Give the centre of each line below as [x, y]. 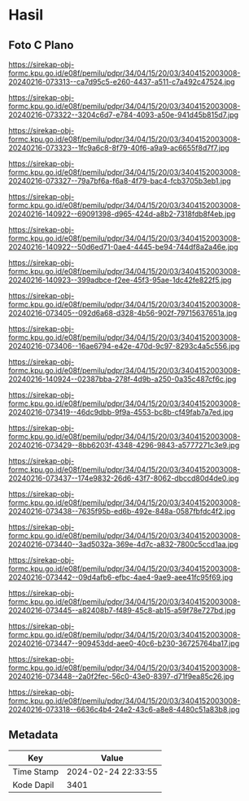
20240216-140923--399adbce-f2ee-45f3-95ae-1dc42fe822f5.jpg [120, 280]
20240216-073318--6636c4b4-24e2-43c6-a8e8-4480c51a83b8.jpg [124, 710]
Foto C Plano [41, 45]
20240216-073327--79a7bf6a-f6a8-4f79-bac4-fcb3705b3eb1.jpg [120, 181]
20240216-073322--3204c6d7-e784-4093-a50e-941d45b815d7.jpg [123, 115]
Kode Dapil [33, 785]
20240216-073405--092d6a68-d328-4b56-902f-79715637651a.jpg [123, 313]
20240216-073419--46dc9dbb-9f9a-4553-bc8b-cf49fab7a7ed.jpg [121, 412]
